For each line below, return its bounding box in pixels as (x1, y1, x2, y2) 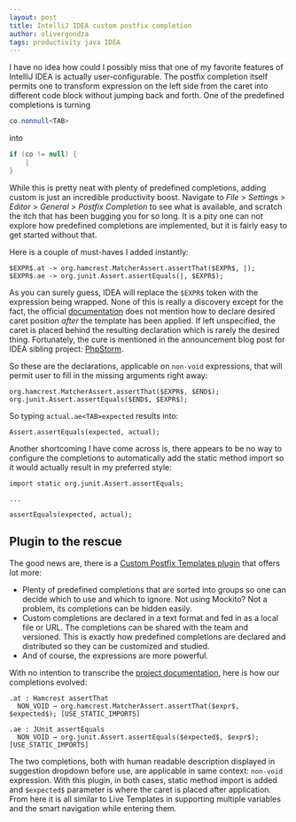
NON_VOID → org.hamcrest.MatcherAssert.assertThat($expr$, (17, 702, 240, 710)
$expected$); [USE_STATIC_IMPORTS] (9, 710, 141, 718)
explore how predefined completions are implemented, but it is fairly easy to (9, 220, 288, 230)
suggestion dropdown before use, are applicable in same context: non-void (9, 765, 284, 776)
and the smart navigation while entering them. (9, 803, 177, 813)
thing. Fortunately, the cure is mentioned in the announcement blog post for (9, 334, 285, 345)
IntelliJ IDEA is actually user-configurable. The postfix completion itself (9, 72, 269, 82)
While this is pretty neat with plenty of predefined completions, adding (9, 182, 267, 193)
